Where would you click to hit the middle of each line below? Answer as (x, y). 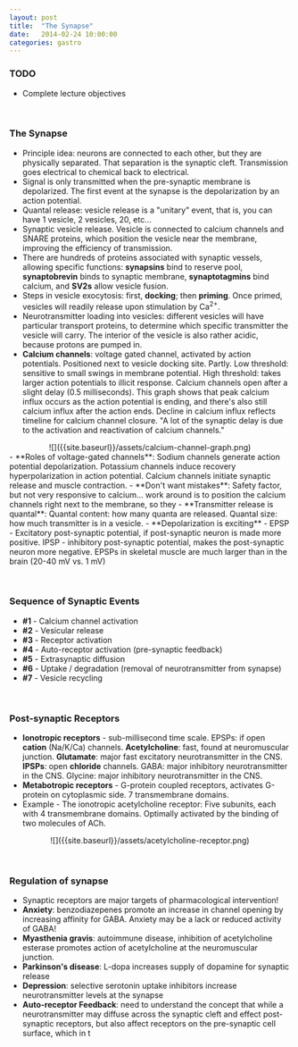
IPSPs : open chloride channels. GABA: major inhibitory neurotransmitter (155, 766)
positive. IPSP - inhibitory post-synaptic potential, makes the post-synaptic (147, 542)
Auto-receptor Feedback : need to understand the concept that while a (153, 1005)
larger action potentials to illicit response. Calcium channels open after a (155, 382)
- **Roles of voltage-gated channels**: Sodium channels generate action (145, 456)
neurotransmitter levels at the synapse (92, 995)
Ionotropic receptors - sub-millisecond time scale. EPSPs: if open (144, 738)
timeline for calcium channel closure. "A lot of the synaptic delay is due (153, 420)
